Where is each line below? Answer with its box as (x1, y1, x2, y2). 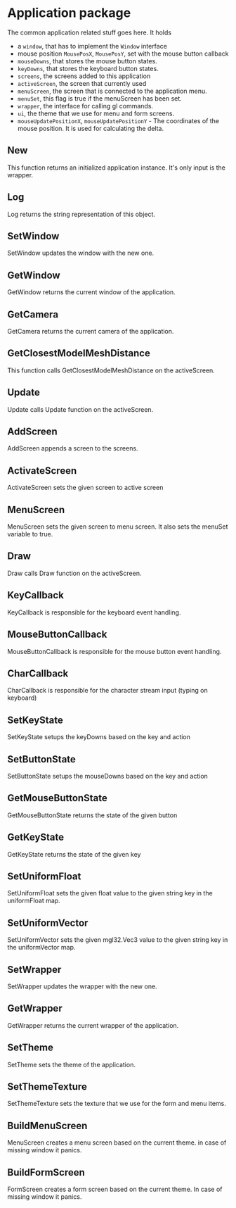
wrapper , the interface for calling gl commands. (17, 101, 153, 110)
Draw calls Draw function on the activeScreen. (7, 569, 142, 577)
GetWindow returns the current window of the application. (7, 288, 176, 296)
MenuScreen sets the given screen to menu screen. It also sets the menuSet (7, 522, 228, 531)
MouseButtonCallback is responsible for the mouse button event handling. (7, 647, 222, 655)
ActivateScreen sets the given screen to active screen (7, 484, 164, 492)
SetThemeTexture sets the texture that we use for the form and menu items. (7, 1100, 226, 1108)
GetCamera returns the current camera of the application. (7, 327, 174, 335)
